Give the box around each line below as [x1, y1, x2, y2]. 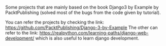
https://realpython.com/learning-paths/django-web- [39, 30, 149, 35]
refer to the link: [5, 30, 39, 35]
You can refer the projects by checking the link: [5, 19, 105, 25]
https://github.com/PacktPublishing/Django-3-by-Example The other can [5, 24, 158, 30]
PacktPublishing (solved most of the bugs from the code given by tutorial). [5, 9, 161, 15]
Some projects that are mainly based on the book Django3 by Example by [5, 4, 159, 10]
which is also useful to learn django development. [35, 35, 140, 41]
